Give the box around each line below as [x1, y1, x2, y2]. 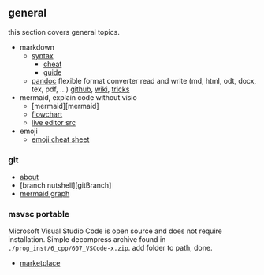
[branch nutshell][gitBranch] [19, 180, 112, 190]
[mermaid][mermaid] [31, 101, 100, 110]
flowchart [31, 110, 63, 119]
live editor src [31, 117, 76, 127]
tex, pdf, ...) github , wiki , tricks [31, 84, 130, 94]
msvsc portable [8, 209, 69, 220]
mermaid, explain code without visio [19, 92, 138, 102]
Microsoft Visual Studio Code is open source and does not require [8, 226, 222, 236]
